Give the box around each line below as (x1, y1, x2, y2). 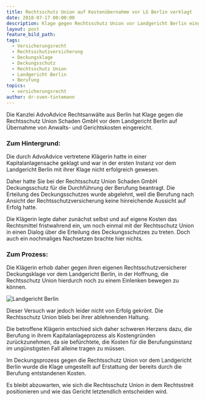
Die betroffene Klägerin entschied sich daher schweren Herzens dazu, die (6, 325, 192, 333)
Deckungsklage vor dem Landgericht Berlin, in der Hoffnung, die (6, 270, 169, 278)
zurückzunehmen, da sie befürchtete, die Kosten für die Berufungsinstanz (6, 338, 192, 345)
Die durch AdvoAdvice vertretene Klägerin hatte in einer (6, 153, 147, 161)
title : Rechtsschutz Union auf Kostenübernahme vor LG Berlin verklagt (6, 9, 192, 15)
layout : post (6, 26, 40, 32)
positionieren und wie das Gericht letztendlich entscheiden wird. (6, 388, 168, 396)
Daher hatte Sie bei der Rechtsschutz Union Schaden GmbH (6, 178, 157, 185)
